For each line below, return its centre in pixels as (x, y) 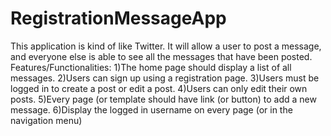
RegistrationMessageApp (118, 18)
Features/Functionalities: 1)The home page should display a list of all (151, 67)
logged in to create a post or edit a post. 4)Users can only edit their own (159, 88)
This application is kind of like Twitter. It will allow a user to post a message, (166, 46)
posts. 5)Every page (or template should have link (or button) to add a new (163, 99)
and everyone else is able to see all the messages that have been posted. (161, 56)
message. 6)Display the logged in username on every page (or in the (151, 109)
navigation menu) (46, 120)
